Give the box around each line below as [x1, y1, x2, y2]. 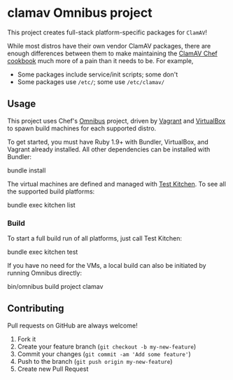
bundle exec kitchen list [7, 201, 76, 209]
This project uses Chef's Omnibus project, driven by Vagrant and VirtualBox [7, 116, 226, 125]
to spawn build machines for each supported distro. [7, 124, 157, 133]
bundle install [7, 166, 46, 175]
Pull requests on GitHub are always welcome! [7, 321, 138, 330]
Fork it [17, 334, 36, 343]
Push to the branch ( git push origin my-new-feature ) [17, 357, 173, 365]
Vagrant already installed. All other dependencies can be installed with [7, 145, 211, 154]
